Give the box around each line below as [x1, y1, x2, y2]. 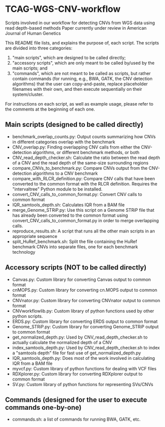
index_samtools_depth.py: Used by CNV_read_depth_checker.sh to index [12, 345, 160, 350]
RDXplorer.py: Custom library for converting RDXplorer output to [12, 371, 143, 377]
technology [12, 249, 35, 255]
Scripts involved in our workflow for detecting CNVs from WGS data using [5, 20, 155, 26]
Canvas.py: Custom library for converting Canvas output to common [12, 276, 151, 282]
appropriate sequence [12, 233, 58, 239]
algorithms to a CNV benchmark [33, 170, 98, 176]
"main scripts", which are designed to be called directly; [12, 54, 126, 60]
